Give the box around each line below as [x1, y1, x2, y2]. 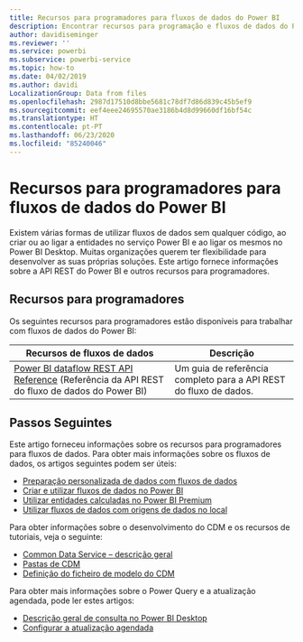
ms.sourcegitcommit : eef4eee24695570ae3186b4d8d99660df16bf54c [9, 106, 252, 115]
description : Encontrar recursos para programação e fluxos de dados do [9, 22, 289, 31]
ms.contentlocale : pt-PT [9, 123, 103, 132]
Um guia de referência [174, 362, 269, 375]
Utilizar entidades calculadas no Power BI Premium [22, 495, 212, 506]
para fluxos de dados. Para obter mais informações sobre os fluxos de [9, 449, 271, 460]
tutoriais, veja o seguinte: [9, 532, 104, 543]
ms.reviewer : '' [9, 38, 70, 48]
